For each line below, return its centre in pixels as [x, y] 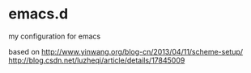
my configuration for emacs [55, 36]
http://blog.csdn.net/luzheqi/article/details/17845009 [97, 60]
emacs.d [38, 14]
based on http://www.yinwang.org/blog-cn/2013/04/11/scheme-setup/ [126, 51]
